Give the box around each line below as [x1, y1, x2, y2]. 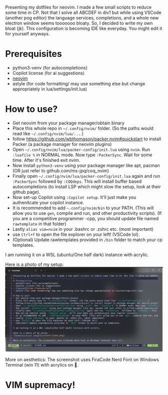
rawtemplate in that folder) [12, 221, 66, 227]
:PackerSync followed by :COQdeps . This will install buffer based [12, 178, 142, 184]
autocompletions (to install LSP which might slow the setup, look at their [12, 183, 161, 189]
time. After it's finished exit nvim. [12, 157, 80, 163]
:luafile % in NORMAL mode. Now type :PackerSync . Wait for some [12, 152, 152, 158]
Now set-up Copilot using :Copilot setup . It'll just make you [12, 194, 136, 200]
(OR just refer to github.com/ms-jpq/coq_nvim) [12, 167, 109, 174]
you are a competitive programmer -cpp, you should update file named [12, 215, 159, 221]
